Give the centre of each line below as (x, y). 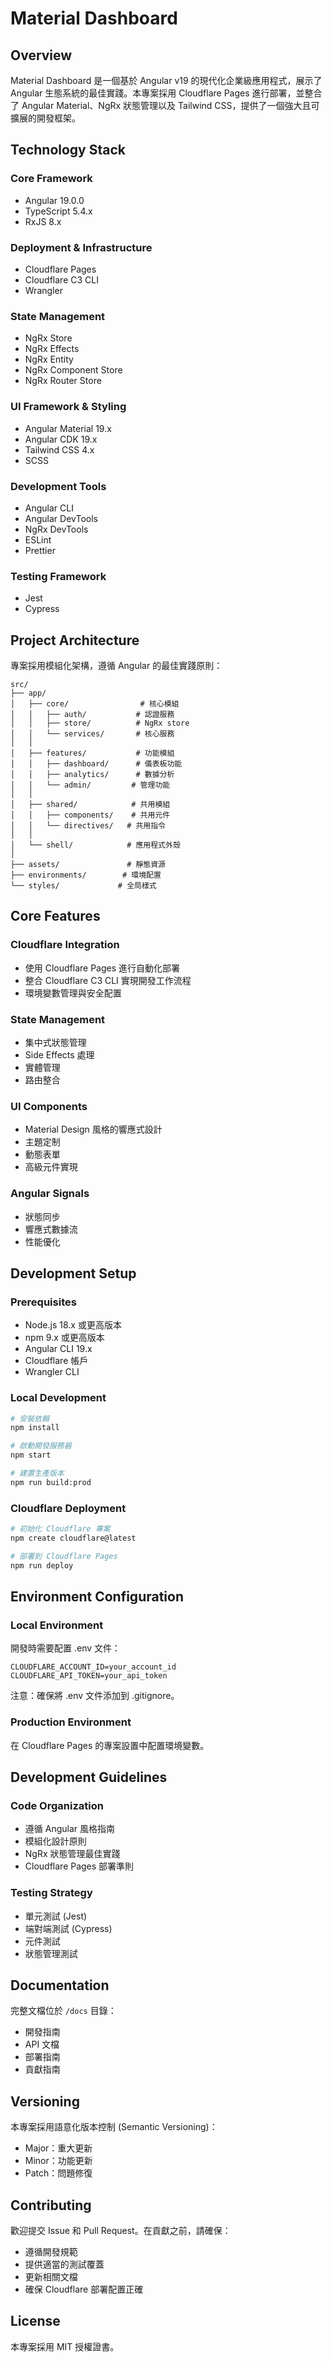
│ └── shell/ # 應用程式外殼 (95, 845)
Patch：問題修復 (58, 2173)
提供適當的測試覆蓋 (64, 2264)
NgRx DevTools (56, 529)
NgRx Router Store (63, 381)
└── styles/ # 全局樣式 (83, 885)
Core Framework (51, 179)
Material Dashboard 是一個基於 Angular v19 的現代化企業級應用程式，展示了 (166, 80)
